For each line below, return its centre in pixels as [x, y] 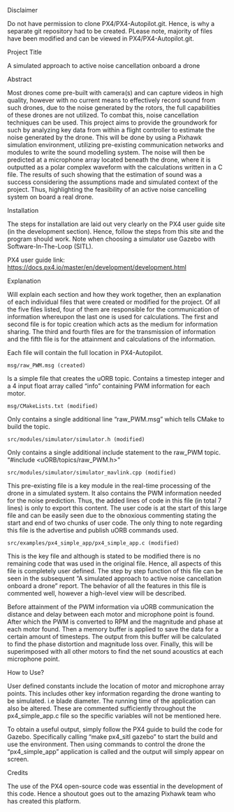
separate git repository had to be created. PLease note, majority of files [110, 31]
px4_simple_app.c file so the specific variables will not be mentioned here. [114, 716]
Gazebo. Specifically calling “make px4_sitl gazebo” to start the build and [112, 737]
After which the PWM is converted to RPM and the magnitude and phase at [115, 622]
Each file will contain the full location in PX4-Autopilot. [85, 352]
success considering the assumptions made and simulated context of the [113, 182]
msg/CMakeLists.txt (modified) [53, 406]
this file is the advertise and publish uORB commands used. [93, 530]
